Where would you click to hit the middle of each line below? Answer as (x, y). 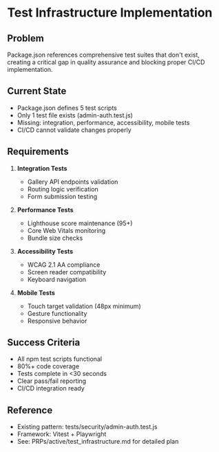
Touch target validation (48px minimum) (84, 306)
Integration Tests (42, 168)
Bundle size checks (55, 238)
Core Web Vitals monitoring (66, 230)
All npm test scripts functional (59, 359)
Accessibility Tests (45, 251)
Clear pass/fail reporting (52, 381)
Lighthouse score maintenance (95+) (80, 223)
